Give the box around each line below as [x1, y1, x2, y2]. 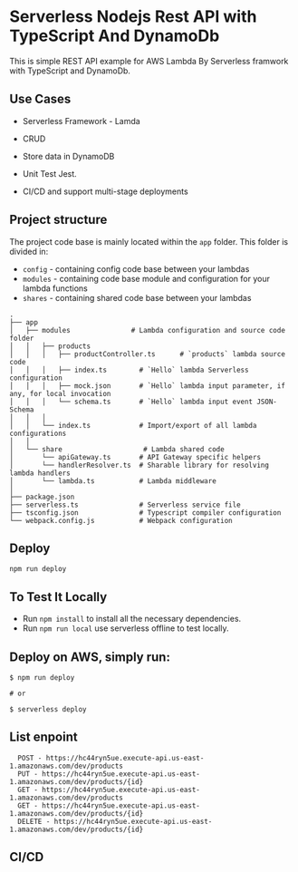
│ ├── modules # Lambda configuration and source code [9, 325, 285, 334]
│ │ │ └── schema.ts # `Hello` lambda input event [9, 397, 254, 406]
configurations [9, 429, 67, 438]
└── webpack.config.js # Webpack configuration [9, 516, 233, 525]
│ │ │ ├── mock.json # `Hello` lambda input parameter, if [9, 381, 285, 391]
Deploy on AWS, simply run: [9, 649, 170, 664]
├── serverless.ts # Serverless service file [9, 500, 242, 509]
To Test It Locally [9, 589, 108, 605]
